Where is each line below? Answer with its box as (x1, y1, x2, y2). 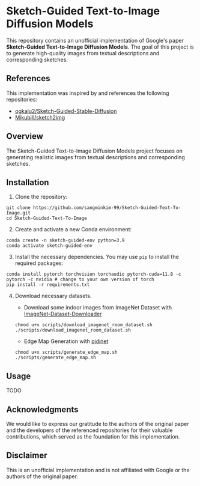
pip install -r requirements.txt (6, 282, 90, 288)
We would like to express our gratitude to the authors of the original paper (6, 421, 189, 427)
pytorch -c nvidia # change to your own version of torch (6, 276, 154, 283)
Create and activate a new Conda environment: (14, 226, 132, 233)
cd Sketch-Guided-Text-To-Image (6, 215, 87, 222)
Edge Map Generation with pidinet (23, 338, 109, 345)
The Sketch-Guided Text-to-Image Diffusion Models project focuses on (6, 147, 183, 154)
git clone (6, 205, 31, 211)
